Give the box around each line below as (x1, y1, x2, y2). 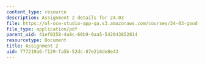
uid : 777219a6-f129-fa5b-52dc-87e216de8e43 (6, 49, 119, 55)
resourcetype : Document (6, 37, 67, 43)
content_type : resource (6, 9, 67, 15)
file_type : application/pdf (6, 26, 78, 32)
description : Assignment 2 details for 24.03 (6, 15, 124, 21)
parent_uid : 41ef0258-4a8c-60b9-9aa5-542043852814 (6, 32, 138, 38)
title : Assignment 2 (6, 43, 59, 49)
